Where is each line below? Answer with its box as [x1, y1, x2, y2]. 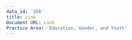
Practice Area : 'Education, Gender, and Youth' [6, 25, 128, 31]
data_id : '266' [6, 8, 44, 15]
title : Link [6, 14, 36, 20]
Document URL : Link [6, 19, 55, 25]
